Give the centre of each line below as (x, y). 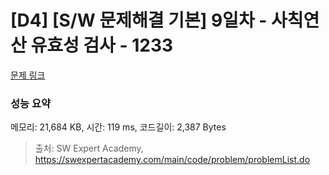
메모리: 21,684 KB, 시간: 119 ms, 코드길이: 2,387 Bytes (118, 127)
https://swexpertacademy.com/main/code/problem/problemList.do (172, 160)
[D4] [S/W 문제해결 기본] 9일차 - (139, 20)
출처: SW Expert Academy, (89, 148)
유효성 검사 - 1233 (102, 45)
